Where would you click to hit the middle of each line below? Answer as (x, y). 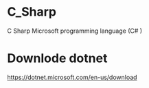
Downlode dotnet (57, 58)
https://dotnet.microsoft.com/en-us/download (72, 77)
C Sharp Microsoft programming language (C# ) (75, 31)
